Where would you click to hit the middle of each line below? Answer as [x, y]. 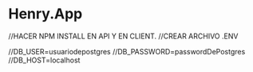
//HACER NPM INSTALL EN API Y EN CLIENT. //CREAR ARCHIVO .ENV [123, 36]
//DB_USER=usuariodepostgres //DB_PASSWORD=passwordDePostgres [127, 51]
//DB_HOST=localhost [44, 60]
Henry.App [45, 14]
